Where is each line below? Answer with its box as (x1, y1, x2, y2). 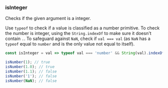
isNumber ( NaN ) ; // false (5, 78, 57, 83)
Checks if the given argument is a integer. (5, 15, 91, 21)
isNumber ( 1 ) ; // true (5, 59, 50, 65)
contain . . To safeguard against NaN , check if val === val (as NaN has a (5, 35, 151, 41)
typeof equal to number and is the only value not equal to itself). (5, 41, 135, 47)
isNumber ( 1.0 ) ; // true (5, 64, 55, 69)
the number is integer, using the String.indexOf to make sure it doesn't (5, 30, 151, 36)
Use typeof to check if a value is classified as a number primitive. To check (5, 25, 160, 31)
